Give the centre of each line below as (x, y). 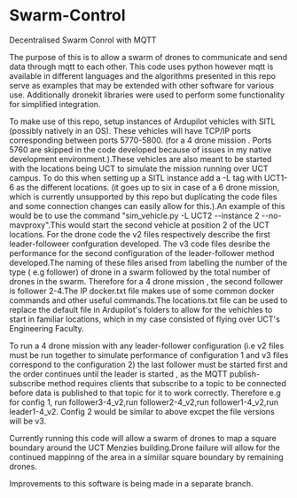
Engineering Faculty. (47, 328)
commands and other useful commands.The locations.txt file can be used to (148, 300)
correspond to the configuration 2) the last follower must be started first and (148, 364)
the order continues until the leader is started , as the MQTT (118, 374)
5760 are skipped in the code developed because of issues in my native (141, 149)
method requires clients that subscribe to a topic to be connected (167, 383)
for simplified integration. (55, 104)
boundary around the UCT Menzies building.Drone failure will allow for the (145, 447)
